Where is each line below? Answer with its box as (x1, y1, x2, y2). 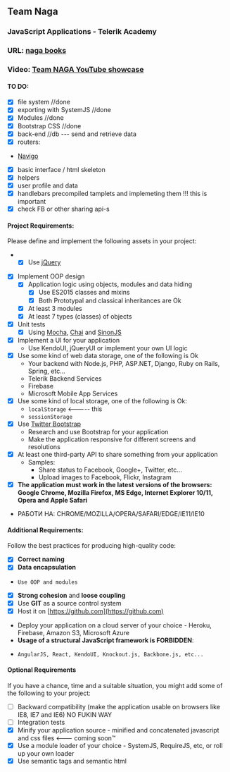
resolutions (27, 443, 61, 451)
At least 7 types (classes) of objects (27, 312, 132, 320)
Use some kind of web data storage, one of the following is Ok (17, 351, 199, 360)
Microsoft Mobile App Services (27, 389, 118, 398)
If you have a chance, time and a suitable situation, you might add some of (7, 681, 223, 690)
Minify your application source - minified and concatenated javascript (17, 726, 219, 735)
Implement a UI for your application (17, 336, 120, 344)
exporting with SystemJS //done (17, 106, 111, 114)
